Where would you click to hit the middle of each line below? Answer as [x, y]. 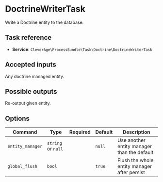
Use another [131, 140]
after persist [131, 172]
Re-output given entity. [28, 103]
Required [80, 132]
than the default [135, 152]
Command [25, 132]
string [54, 143]
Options [17, 118]
